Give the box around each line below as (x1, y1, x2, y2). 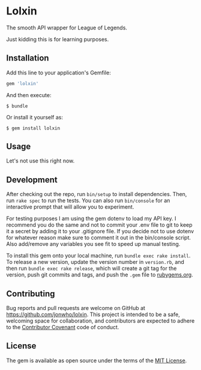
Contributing (6, 288, 55, 299)
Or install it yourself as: (6, 113, 63, 121)
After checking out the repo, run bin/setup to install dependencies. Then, (6, 191, 187, 198)
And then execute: (6, 91, 52, 98)
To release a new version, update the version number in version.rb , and (6, 258, 185, 266)
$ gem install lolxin (6, 125, 61, 131)
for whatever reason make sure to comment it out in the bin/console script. (6, 234, 191, 241)
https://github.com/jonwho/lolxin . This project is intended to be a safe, (6, 311, 180, 318)
